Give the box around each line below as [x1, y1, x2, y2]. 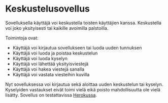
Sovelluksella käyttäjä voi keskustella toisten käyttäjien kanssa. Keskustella [5, 20, 161, 26]
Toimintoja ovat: [5, 35, 39, 41]
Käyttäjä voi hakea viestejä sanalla [12, 66, 85, 72]
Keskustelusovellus [5, 3, 90, 15]
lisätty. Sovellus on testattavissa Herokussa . [5, 92, 97, 98]
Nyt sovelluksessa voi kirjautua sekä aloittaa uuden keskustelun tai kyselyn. [5, 81, 163, 87]
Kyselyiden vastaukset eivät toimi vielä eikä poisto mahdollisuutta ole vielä [5, 86, 161, 92]
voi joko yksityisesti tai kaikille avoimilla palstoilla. [5, 25, 109, 31]
